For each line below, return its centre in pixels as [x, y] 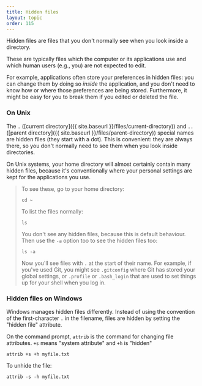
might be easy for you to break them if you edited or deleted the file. [92, 97]
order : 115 [20, 23]
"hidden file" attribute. [34, 324]
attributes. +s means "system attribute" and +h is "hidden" [79, 343]
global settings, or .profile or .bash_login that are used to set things [109, 276]
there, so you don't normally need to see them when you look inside [92, 146]
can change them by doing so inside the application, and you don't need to [101, 84]
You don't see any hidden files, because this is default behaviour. [103, 234]
